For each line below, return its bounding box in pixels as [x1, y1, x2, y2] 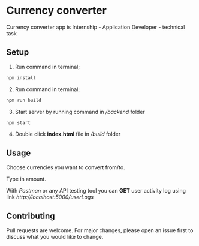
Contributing [6, 211, 55, 221]
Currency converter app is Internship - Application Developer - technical [6, 23, 185, 31]
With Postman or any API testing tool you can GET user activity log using [6, 187, 186, 194]
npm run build [6, 97, 42, 103]
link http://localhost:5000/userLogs [6, 193, 94, 201]
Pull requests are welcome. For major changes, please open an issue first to [6, 227, 194, 234]
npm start [6, 119, 31, 126]
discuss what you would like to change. [6, 233, 104, 240]
